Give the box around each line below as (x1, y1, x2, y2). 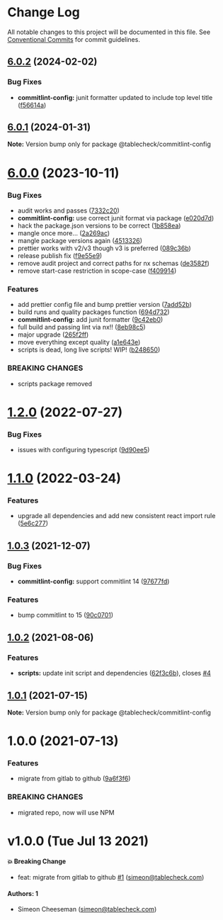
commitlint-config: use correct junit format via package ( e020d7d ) (17, 213, 215, 222)
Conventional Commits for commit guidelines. (7, 35, 140, 43)
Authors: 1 (7, 889, 39, 897)
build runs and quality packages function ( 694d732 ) (17, 308, 170, 316)
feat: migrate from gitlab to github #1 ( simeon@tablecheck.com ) (17, 873, 205, 882)
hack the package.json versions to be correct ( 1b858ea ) (17, 221, 181, 230)
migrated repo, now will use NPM (17, 808, 115, 817)
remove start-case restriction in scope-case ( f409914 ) (17, 267, 177, 275)
